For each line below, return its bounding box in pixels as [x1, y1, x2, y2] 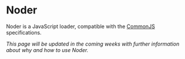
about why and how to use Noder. [6, 46, 89, 53]
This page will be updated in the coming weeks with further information [6, 40, 180, 47]
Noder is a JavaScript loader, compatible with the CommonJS [6, 23, 156, 30]
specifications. [6, 29, 42, 36]
